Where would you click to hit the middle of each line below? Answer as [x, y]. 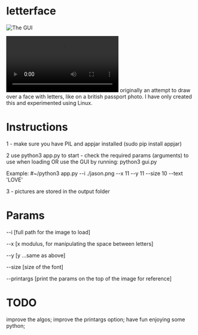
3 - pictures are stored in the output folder [58, 191]
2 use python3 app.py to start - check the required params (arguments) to [98, 155]
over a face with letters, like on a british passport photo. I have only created [99, 96]
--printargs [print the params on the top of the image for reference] [89, 278]
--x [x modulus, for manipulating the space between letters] [80, 243]
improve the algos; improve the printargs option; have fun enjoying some [96, 319]
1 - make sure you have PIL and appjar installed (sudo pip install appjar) [94, 144]
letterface [31, 11]
